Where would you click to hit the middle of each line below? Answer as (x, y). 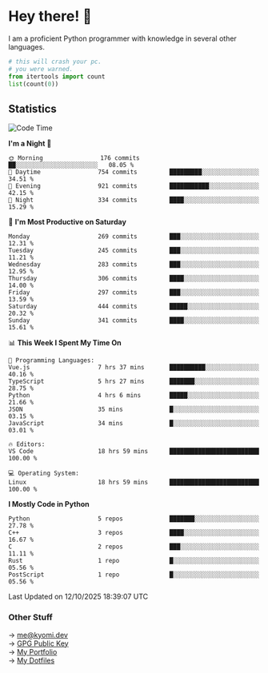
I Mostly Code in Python (49, 504)
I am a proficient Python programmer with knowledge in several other (123, 38)
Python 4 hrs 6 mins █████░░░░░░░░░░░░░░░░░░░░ (134, 396)
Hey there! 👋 (50, 16)
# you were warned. (41, 69)
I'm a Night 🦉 (30, 144)
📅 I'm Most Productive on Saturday (67, 222)
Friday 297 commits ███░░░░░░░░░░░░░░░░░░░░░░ (134, 293)
